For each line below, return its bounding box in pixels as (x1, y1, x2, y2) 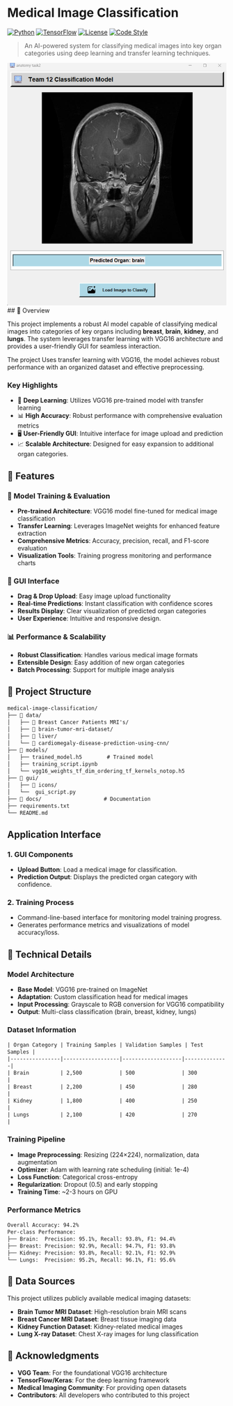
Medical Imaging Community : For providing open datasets (17, 1383, 187, 1391)
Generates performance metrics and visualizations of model (17, 921, 190, 929)
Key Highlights (7, 380, 58, 390)
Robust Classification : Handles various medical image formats (17, 650, 198, 659)
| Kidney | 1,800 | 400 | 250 (7, 1098, 198, 1105)
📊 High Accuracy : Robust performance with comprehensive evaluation (17, 412, 223, 420)
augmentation (17, 1158, 58, 1166)
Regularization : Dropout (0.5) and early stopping (17, 1180, 158, 1188)
